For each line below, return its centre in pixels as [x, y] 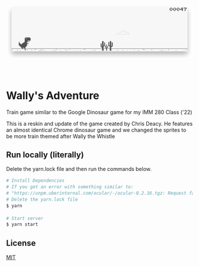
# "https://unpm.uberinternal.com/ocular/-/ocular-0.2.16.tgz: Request [96, 194]
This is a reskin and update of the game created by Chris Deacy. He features [99, 123]
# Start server [25, 218]
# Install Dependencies [36, 181]
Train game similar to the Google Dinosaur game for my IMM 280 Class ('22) [99, 112]
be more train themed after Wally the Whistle [61, 136]
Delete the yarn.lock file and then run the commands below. [79, 169]
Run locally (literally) [45, 155]
